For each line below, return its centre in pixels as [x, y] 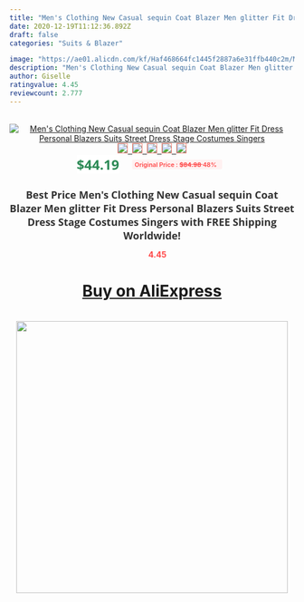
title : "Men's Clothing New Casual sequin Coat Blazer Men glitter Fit [147, 18]
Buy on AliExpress [152, 291]
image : [22, 60]
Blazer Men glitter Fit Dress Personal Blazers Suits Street [152, 208]
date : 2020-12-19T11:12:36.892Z [70, 26]
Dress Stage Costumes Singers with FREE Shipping [152, 222]
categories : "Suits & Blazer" [66, 43]
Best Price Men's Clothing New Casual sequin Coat [152, 194]
